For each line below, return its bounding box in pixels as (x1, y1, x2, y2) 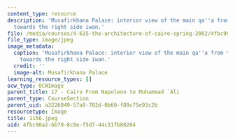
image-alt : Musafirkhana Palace (13, 69, 108, 76)
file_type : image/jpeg (7, 37, 73, 44)
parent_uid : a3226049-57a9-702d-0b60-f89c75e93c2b (7, 102, 158, 109)
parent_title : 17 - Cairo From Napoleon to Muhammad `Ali (7, 88, 180, 95)
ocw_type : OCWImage (7, 82, 64, 89)
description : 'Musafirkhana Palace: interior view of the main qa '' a (7, 17, 215, 24)
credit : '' (13, 62, 45, 69)
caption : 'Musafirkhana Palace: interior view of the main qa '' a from (13, 50, 224, 57)
